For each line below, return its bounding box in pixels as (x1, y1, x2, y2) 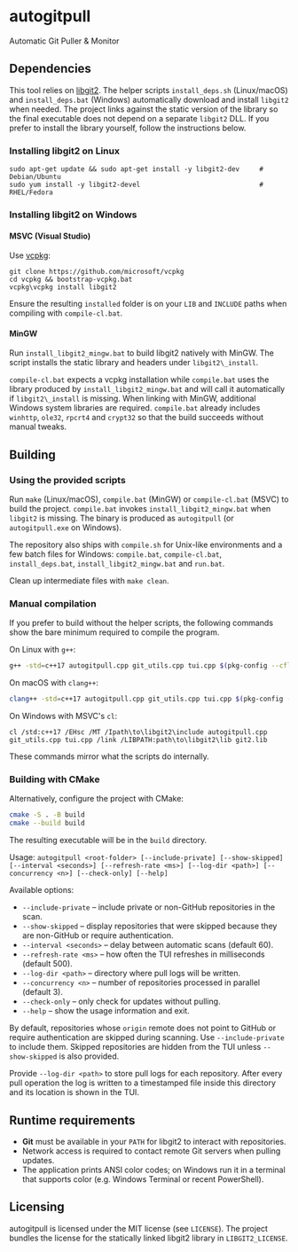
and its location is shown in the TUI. (9, 1087, 140, 1098)
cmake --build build (9, 818, 86, 828)
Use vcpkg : (9, 250, 51, 261)
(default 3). (21, 987, 64, 998)
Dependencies (9, 61, 91, 76)
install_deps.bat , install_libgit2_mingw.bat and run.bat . (9, 559, 225, 569)
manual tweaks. (9, 421, 67, 432)
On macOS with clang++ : (9, 677, 99, 688)
